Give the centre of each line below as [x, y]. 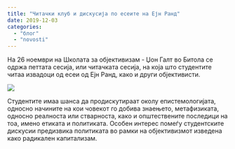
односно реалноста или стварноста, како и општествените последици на [117, 116]
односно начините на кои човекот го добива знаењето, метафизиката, [113, 108]
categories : [25, 27]
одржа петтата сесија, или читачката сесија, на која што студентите [109, 67]
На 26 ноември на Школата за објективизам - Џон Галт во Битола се [110, 59]
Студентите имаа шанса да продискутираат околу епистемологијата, [112, 101]
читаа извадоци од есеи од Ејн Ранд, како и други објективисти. [104, 75]
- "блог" [26, 33]
